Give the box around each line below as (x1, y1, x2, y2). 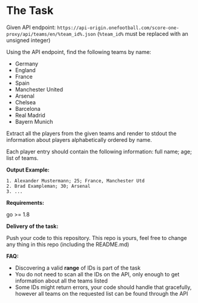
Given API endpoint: (6, 24, 56, 31)
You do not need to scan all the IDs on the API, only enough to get (15, 270, 180, 278)
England (15, 66, 36, 73)
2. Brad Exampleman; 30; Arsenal (6, 183, 91, 189)
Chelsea (15, 98, 36, 106)
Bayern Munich (15, 118, 53, 125)
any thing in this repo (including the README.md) (6, 241, 130, 248)
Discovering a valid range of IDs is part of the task (15, 264, 141, 271)
